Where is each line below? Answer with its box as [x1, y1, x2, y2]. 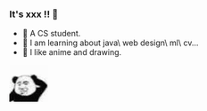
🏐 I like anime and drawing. [21, 47, 122, 58]
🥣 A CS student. [21, 28, 81, 39]
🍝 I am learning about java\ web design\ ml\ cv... [21, 37, 199, 48]
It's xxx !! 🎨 [9, 8, 59, 20]
